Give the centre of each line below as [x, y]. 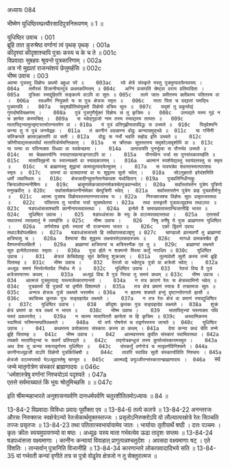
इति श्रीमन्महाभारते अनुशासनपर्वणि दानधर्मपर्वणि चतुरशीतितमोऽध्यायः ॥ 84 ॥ [88, 396]
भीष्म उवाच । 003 [28, 76]
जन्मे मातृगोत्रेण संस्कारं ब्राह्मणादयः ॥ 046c [54, 367]
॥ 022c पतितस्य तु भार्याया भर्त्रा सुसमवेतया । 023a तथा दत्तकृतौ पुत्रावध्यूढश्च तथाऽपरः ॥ [112, 203]
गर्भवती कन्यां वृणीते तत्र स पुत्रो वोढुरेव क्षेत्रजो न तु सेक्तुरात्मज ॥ [90, 456]
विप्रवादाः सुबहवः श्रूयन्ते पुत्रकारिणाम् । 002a [54, 60]
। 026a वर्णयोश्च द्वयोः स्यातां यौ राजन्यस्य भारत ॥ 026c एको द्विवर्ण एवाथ [101, 227]
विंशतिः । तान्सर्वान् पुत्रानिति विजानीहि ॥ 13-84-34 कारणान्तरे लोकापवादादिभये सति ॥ [101, 448]
